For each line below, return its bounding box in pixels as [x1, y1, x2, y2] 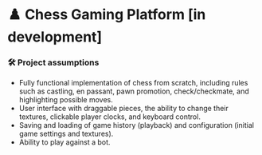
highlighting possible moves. [18, 95, 113, 105]
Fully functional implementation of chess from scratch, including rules [18, 78, 248, 88]
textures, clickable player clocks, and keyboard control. [18, 112, 201, 121]
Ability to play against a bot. [18, 137, 111, 147]
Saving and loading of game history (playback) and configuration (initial [18, 121, 254, 130]
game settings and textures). [18, 129, 114, 139]
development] [7, 28, 103, 46]
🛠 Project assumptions [7, 57, 100, 68]
